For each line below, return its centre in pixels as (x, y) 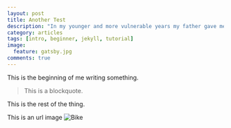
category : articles (35, 33)
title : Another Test (37, 20)
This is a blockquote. (53, 90)
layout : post (26, 13)
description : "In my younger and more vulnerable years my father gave (112, 26)
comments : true (29, 58)
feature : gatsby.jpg (43, 52)
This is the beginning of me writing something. (73, 77)
